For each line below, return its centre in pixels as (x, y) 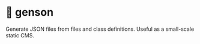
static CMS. (20, 35)
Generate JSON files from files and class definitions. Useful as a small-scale (100, 29)
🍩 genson (30, 12)
